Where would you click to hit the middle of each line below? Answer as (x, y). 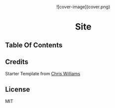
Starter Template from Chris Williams (43, 74)
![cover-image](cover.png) (83, 7)
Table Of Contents (34, 45)
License (18, 89)
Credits (17, 62)
